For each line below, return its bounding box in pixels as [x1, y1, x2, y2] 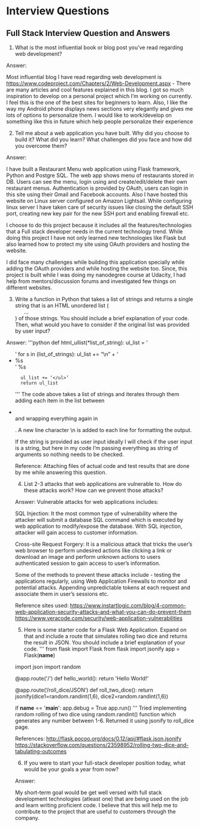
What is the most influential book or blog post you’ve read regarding [14, 44, 184, 51]
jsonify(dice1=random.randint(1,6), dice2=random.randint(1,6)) [14, 693, 169, 700]
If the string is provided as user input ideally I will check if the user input [14, 438, 193, 445]
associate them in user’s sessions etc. [14, 591, 109, 597]
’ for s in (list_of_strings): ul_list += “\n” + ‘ [14, 351, 119, 357]
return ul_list [20, 380, 59, 386]
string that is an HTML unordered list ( [14, 302, 109, 309]
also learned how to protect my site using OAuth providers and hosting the [6, 241, 190, 248]
